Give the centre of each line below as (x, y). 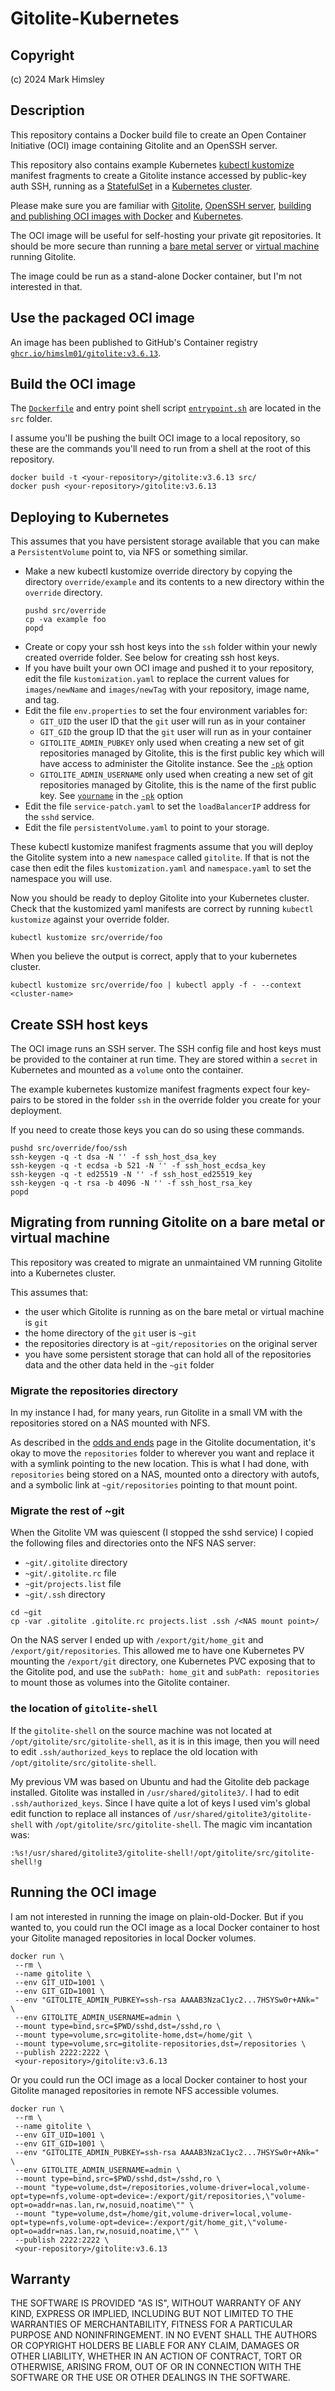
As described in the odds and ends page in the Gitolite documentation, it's (163, 1443)
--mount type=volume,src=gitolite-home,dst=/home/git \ (133, 2035)
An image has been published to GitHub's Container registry (134, 342)
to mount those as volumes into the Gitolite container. (120, 1683)
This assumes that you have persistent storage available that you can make (165, 541)
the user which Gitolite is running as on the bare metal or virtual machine (174, 1311)
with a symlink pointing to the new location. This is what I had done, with (160, 1464)
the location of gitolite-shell (84, 1709)
